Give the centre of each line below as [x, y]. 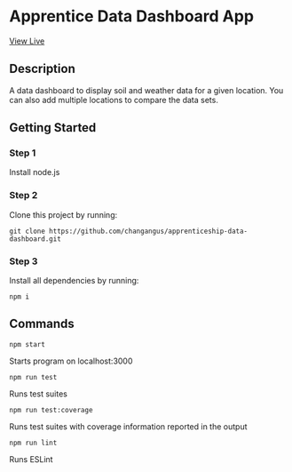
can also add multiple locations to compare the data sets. [114, 100]
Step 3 [24, 261]
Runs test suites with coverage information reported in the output [128, 426]
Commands [42, 324]
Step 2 [24, 196]
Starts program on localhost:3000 [71, 361]
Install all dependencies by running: [74, 281]
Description [42, 69]
